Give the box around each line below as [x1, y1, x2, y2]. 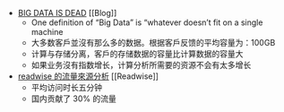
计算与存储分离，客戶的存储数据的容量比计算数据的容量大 [30, 48, 244, 59]
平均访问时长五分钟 [30, 82, 103, 92]
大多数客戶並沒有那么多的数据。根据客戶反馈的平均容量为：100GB [30, 38, 276, 47]
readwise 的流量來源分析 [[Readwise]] [17, 71, 159, 82]
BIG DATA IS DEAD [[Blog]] [17, 8, 117, 18]
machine [30, 27, 64, 37]
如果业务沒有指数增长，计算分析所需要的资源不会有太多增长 [30, 60, 252, 70]
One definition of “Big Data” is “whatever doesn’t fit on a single [30, 17, 263, 28]
